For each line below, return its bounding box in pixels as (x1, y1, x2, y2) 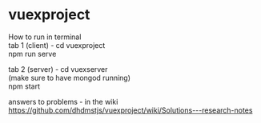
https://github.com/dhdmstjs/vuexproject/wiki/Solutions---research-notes (8, 105, 253, 115)
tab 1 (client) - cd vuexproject (8, 40, 106, 50)
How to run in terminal (8, 32, 82, 42)
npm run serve (8, 49, 57, 58)
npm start (8, 81, 41, 91)
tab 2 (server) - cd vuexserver (8, 64, 108, 73)
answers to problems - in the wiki (8, 97, 118, 106)
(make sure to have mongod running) (8, 73, 130, 82)
